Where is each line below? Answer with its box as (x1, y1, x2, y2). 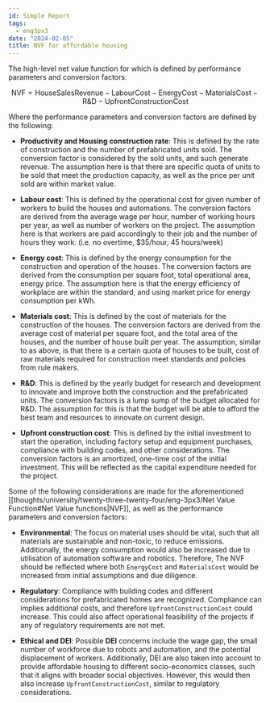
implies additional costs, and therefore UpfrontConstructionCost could (19, 603, 253, 613)
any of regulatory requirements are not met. (19, 621, 165, 631)
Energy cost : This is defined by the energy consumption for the (19, 253, 232, 263)
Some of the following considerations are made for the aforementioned (8, 486, 244, 496)
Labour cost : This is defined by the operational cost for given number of (19, 195, 260, 205)
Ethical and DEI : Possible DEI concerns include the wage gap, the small (19, 636, 258, 646)
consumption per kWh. (19, 296, 97, 306)
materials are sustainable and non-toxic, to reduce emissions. (19, 536, 225, 546)
